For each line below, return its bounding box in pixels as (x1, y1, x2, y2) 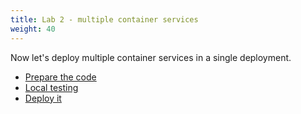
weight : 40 (10, 24, 56, 34)
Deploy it (24, 92, 62, 104)
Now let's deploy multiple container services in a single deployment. (10, 51, 292, 63)
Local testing (24, 81, 79, 93)
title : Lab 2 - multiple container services (10, 14, 199, 25)
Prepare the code (24, 71, 97, 83)
